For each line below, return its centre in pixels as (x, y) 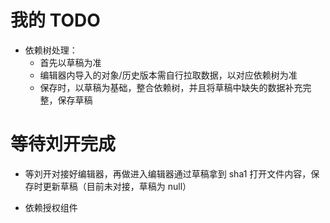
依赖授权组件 (51, 207)
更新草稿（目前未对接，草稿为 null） (117, 186)
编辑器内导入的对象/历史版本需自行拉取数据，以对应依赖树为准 (168, 75)
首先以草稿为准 (70, 62)
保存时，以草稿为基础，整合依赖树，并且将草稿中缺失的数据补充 (171, 87)
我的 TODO (55, 20)
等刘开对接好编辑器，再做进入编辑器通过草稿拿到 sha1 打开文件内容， (168, 173)
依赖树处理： (51, 50)
